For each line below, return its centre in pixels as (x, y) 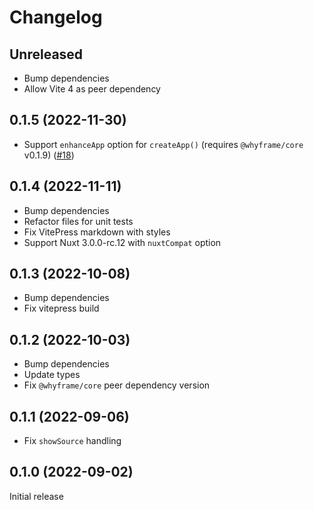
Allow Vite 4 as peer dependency (92, 89)
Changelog (56, 17)
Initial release (36, 496)
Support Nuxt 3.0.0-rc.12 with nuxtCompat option (122, 242)
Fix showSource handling (72, 441)
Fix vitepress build (61, 308)
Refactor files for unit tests (78, 221)
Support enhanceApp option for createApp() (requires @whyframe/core (163, 144)
